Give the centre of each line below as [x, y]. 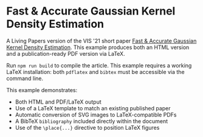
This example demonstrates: [42, 90]
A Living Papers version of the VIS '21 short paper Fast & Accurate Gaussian [101, 41]
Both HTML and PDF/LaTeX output [58, 102]
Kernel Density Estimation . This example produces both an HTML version [98, 47]
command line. [25, 78]
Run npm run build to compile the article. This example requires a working [99, 65]
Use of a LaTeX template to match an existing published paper [93, 108]
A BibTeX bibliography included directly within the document [91, 121]
